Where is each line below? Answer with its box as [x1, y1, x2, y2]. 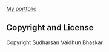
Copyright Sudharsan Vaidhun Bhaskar [6, 39, 103, 46]
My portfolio [6, 5, 37, 12]
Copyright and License [6, 22, 94, 33]
